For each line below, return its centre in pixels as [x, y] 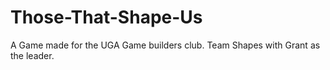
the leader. [32, 55]
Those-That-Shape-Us [106, 17]
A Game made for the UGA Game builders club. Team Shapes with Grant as [165, 45]
